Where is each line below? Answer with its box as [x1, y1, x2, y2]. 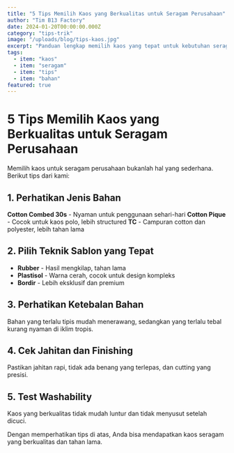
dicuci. [7, 417, 26, 425]
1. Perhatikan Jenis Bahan [7, 192, 121, 204]
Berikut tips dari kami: [7, 171, 70, 180]
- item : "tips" [13, 68, 58, 75]
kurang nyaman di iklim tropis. [7, 325, 94, 333]
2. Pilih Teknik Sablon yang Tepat [7, 245, 155, 257]
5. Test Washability [7, 391, 93, 403]
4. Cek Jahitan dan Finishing [7, 345, 134, 357]
